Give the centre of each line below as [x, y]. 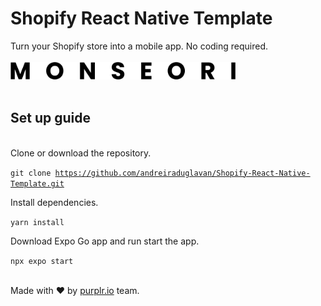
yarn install [37, 222]
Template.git [37, 183]
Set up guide [50, 118]
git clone [31, 173]
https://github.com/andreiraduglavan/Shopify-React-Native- [182, 173]
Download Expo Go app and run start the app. [105, 241]
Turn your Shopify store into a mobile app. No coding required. [139, 46]
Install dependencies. [54, 202]
